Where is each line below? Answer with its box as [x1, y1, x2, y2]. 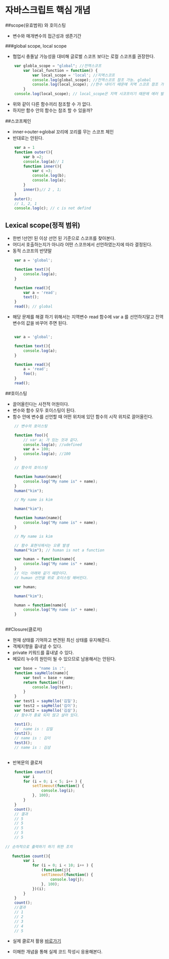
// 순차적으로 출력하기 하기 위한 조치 [5, 844, 73, 849]
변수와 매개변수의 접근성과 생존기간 [12, 33, 81, 39]
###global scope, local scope [5, 43, 67, 49]
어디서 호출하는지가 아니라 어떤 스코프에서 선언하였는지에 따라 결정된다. [12, 242, 152, 248]
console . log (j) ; [50, 877, 84, 882]
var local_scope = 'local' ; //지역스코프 [32, 72, 115, 78]
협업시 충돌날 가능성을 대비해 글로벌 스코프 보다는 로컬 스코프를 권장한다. [12, 53, 155, 59]
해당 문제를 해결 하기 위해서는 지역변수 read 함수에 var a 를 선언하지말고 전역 [12, 314, 164, 320]
